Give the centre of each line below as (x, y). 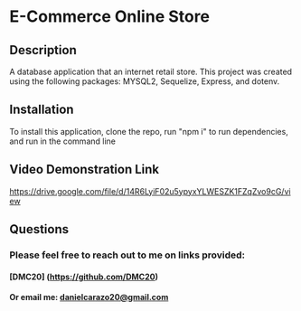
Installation (42, 110)
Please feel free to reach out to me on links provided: (127, 255)
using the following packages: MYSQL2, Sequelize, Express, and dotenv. (145, 81)
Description (43, 50)
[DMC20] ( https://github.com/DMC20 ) (84, 277)
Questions (39, 229)
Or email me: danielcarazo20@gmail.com (89, 297)
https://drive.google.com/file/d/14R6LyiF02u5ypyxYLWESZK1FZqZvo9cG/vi (150, 191)
